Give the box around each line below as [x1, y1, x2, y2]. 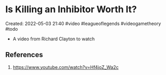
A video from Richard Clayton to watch [12, 36, 95, 42]
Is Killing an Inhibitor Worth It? [5, 4, 137, 15]
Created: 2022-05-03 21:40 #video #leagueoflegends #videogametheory [5, 20, 161, 27]
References [5, 51, 43, 59]
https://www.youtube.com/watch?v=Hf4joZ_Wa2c [12, 64, 119, 70]
